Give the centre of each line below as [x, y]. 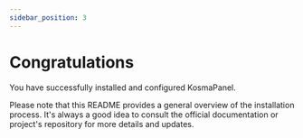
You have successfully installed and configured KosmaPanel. [123, 87]
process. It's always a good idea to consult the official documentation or [144, 115]
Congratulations [71, 62]
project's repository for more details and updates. [102, 124]
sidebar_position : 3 [48, 18]
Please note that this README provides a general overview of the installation [152, 105]
